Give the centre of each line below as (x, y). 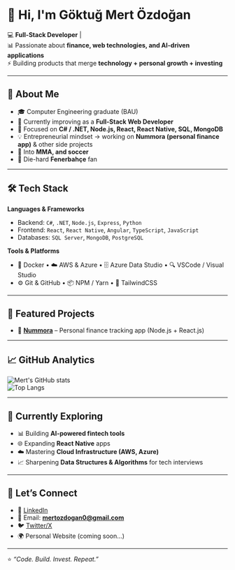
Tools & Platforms (34, 251)
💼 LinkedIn (33, 510)
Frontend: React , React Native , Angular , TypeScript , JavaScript (108, 230)
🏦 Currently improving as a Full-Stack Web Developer (95, 122)
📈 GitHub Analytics (51, 360)
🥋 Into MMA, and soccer (53, 152)
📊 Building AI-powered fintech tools (71, 433)
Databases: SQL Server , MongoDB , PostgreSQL (80, 237)
